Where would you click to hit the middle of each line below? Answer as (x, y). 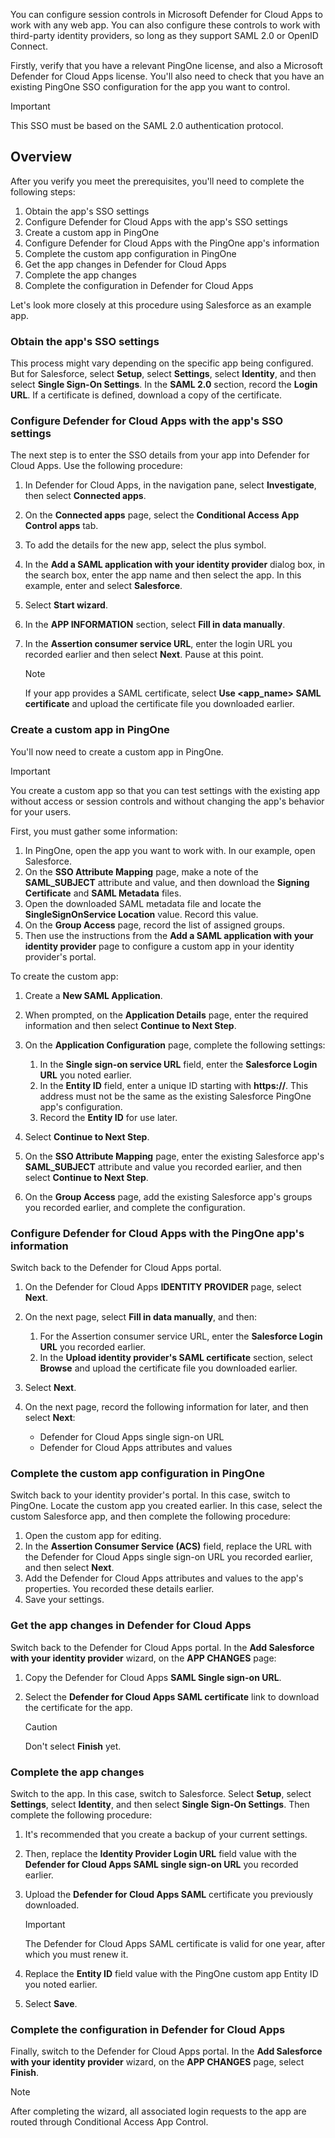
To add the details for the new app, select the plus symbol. (145, 545)
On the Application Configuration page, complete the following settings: (175, 1045)
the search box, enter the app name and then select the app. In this (163, 575)
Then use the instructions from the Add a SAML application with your (169, 935)
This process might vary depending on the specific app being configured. (162, 363)
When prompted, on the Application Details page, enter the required (166, 1015)
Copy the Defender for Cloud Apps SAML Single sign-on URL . (153, 1677)
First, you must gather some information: (94, 831)
